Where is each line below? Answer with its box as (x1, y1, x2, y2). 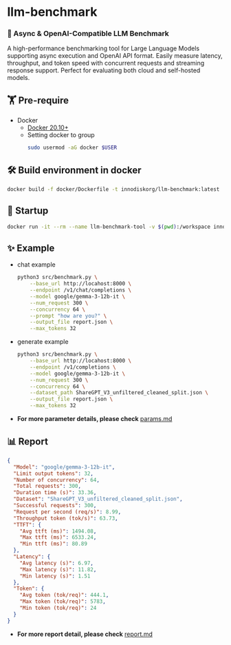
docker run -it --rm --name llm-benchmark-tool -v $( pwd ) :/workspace (7, 223, 211, 230)
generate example (16, 338, 69, 346)
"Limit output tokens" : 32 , (13, 470, 94, 477)
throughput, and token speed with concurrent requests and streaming (7, 59, 205, 68)
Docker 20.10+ (27, 123, 69, 132)
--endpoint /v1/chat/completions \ (30, 287, 132, 294)
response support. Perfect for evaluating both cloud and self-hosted (7, 66, 201, 74)
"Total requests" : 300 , (13, 483, 81, 490)
